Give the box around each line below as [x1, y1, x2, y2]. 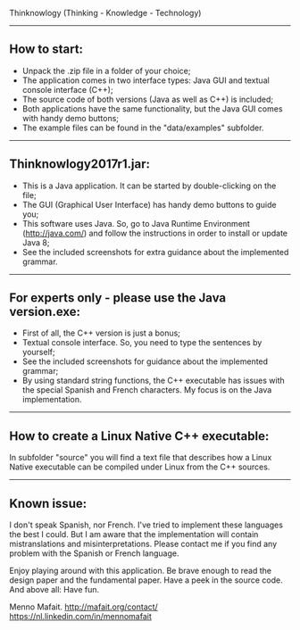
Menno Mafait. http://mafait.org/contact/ [9, 601, 158, 612]
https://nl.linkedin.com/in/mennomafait [9, 611, 152, 622]
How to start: [9, 42, 83, 57]
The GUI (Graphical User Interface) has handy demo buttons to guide [21, 199, 277, 210]
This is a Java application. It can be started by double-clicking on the [21, 180, 277, 191]
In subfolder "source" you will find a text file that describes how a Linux [9, 452, 272, 463]
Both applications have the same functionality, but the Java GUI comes [21, 103, 283, 114]
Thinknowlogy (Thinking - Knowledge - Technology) [9, 8, 202, 18]
